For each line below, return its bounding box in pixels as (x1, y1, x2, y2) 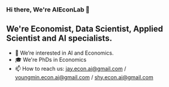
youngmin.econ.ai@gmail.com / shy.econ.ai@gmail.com (14, 73, 154, 80)
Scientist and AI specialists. (6, 33, 113, 44)
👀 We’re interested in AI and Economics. (14, 49, 114, 56)
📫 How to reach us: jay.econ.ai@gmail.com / (14, 65, 126, 72)
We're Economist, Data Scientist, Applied (6, 24, 164, 34)
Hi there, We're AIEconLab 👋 (6, 5, 90, 14)
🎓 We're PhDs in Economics (14, 56, 87, 63)
